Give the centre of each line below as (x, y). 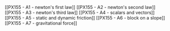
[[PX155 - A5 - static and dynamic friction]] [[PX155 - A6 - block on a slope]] (85, 18)
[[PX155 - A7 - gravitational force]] (41, 23)
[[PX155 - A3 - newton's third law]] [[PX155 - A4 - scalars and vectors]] (80, 12)
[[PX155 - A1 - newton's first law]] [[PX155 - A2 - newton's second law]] (80, 7)
